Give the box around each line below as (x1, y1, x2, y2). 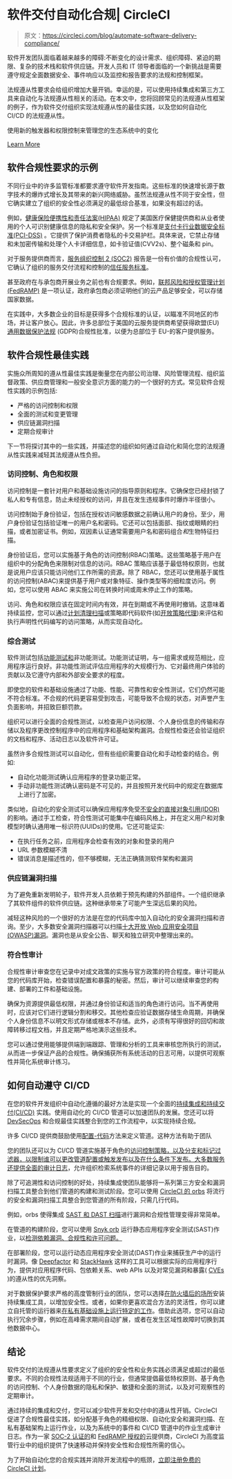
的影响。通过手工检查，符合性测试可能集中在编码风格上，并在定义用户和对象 (7, 814, 225, 822)
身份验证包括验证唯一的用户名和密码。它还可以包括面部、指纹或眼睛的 (12, 518, 213, 527)
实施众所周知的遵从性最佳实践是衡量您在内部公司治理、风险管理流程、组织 (7, 369, 219, 377)
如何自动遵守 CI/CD (7, 1080, 90, 1092)
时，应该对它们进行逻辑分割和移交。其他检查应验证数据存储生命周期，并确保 (7, 1008, 225, 1016)
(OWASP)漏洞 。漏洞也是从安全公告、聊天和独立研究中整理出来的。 (7, 931, 197, 940)
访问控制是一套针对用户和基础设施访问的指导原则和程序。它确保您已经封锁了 (7, 487, 225, 495)
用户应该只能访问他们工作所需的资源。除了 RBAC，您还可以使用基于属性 (19, 568, 225, 576)
